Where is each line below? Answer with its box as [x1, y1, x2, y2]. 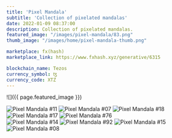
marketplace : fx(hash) [6, 48, 64, 55]
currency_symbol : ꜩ [6, 71, 57, 77]
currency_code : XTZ [6, 77, 57, 83]
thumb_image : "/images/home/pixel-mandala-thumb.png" [6, 37, 147, 44]
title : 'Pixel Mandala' [6, 9, 68, 15]
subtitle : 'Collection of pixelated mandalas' [6, 15, 128, 21]
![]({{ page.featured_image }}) [6, 93, 82, 101]
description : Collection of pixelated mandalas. [6, 26, 133, 33]
